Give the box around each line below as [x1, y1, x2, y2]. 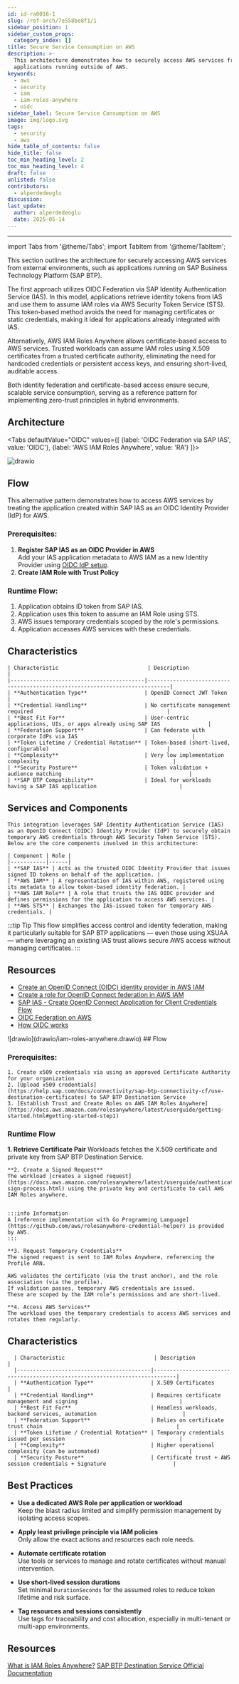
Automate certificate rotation [17, 1549, 107, 1557]
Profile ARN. [7, 1260, 46, 1267]
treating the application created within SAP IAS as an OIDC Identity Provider [7, 504, 230, 512]
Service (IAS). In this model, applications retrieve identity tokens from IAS [7, 292, 223, 301]
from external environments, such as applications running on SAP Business [7, 263, 228, 272]
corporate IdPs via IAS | [7, 733, 196, 740]
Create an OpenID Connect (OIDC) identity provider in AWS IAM [17, 983, 205, 991]
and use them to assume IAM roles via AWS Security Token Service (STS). [7, 300, 225, 309]
